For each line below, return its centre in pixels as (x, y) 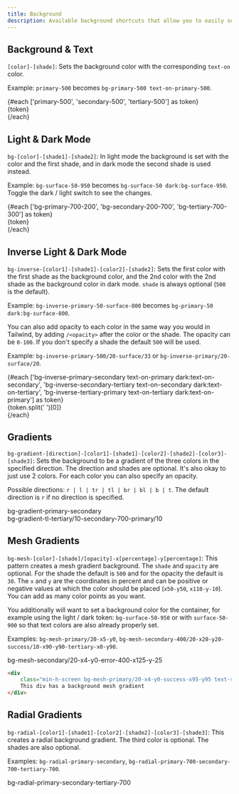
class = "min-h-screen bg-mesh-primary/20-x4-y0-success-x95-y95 (116, 680)
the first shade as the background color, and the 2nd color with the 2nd (112, 276)
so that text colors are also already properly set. (89, 625)
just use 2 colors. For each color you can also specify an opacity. (103, 476)
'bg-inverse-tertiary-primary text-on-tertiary (108, 392)
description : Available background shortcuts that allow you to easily (116, 21)
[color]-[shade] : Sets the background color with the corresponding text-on (119, 67)
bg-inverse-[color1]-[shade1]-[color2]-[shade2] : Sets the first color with (116, 268)
